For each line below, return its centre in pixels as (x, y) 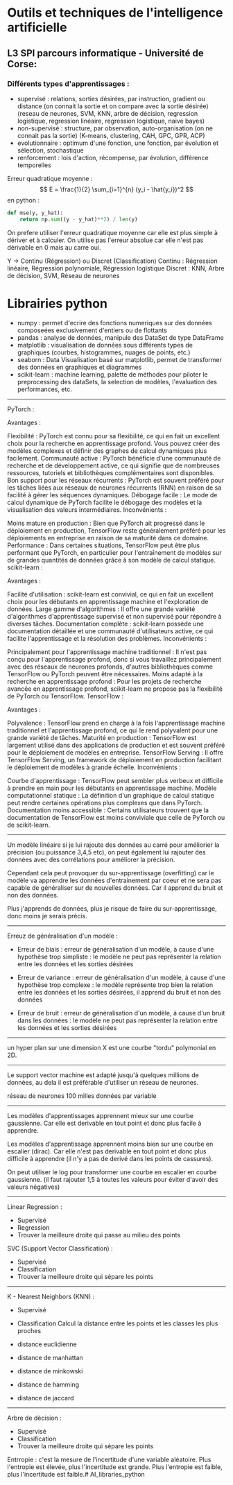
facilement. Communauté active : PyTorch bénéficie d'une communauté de (114, 458)
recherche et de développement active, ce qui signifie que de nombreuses (114, 465)
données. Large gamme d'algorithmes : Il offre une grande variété (101, 609)
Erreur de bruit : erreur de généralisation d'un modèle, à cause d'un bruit (121, 1013)
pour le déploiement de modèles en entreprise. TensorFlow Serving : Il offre (115, 752)
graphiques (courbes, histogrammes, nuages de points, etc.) (104, 352)
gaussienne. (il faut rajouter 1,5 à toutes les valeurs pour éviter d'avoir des (113, 1179)
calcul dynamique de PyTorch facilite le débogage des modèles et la (105, 502)
